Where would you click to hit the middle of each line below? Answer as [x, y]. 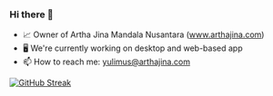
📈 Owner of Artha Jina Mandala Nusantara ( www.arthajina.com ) [143, 34]
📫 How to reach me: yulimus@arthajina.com [106, 62]
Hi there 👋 [32, 14]
